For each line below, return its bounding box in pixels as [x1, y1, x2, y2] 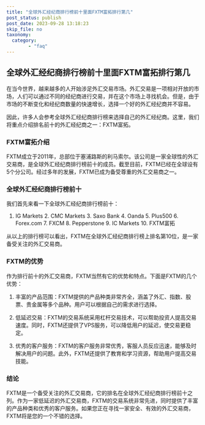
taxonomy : [6, 32, 32, 38]
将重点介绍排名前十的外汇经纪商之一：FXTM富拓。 [6, 121, 134, 128]
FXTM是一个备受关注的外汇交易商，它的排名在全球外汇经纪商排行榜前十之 [6, 389, 193, 396]
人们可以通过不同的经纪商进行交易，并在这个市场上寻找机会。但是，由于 [17, 93, 199, 100]
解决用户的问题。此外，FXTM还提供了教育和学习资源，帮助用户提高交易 [15, 350, 197, 357]
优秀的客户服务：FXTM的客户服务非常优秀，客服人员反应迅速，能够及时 [15, 342, 197, 350]
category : [12, 37, 37, 44]
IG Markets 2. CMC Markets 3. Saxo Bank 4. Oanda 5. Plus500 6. [15, 212, 179, 220]
